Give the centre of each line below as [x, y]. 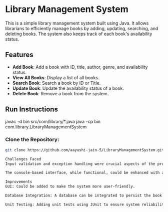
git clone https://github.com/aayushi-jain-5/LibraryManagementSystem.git [85, 150]
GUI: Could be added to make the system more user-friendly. [70, 186]
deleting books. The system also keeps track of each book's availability [79, 34]
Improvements [19, 182]
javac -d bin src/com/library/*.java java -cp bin [53, 121]
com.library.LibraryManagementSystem [46, 127]
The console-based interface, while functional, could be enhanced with [82, 173]
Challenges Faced [23, 159]
